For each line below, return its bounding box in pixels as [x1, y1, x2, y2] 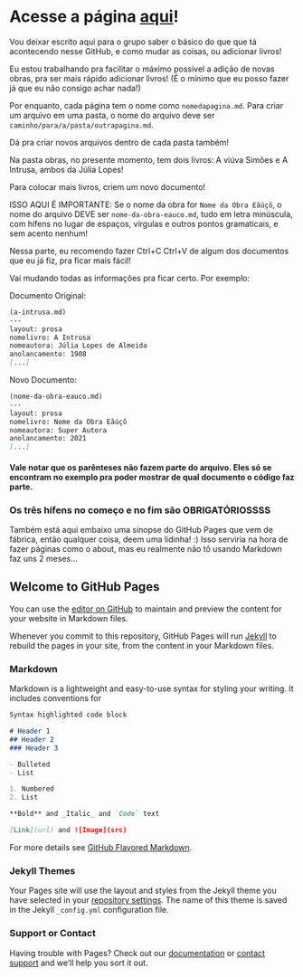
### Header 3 [9, 744, 59, 753]
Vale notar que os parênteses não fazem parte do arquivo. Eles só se [9, 461, 272, 472]
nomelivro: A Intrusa [9, 333, 91, 342]
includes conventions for [9, 693, 102, 704]
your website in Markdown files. [9, 612, 128, 623]
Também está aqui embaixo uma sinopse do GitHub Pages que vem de [9, 525, 274, 536]
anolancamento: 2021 [9, 434, 88, 443]
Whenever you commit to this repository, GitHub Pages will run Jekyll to [9, 631, 278, 641]
